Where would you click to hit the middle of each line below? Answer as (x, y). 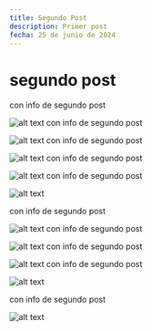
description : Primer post (58, 26)
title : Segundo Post (49, 18)
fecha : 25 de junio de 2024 (63, 35)
